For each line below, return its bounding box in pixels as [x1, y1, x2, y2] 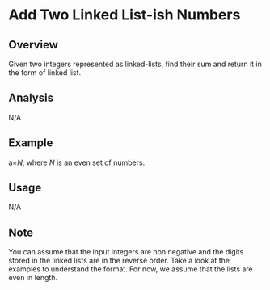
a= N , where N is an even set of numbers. [8, 158, 146, 167]
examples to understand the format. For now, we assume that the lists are [8, 264, 253, 274]
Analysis [8, 91, 54, 105]
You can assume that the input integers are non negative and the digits [8, 247, 244, 257]
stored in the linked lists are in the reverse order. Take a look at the [8, 256, 230, 266]
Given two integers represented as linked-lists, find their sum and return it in [8, 59, 263, 69]
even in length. [8, 273, 58, 283]
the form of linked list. [8, 68, 82, 78]
